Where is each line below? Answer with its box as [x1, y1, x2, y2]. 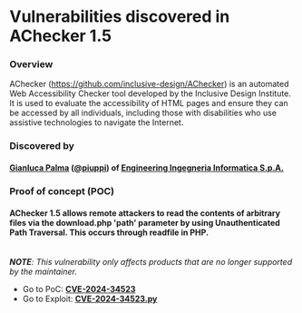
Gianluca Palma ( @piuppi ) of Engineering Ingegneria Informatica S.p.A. [9, 162, 284, 173]
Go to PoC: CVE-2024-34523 [22, 284, 136, 295]
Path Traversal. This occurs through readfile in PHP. [9, 227, 209, 238]
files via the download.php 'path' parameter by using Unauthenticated [9, 217, 281, 228]
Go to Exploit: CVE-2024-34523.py [22, 293, 158, 305]
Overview [9, 58, 54, 71]
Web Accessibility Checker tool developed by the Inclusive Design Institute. [9, 88, 292, 99]
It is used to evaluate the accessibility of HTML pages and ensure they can [9, 98, 288, 109]
